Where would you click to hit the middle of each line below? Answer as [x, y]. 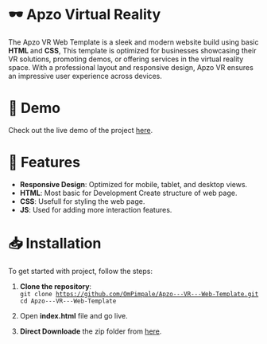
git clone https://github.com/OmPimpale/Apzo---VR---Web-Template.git [139, 294]
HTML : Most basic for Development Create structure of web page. [128, 193]
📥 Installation [55, 244]
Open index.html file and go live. [74, 315]
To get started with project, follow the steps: [81, 271]
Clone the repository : [56, 286]
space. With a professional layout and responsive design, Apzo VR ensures [131, 67]
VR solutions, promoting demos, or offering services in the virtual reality [126, 59]
